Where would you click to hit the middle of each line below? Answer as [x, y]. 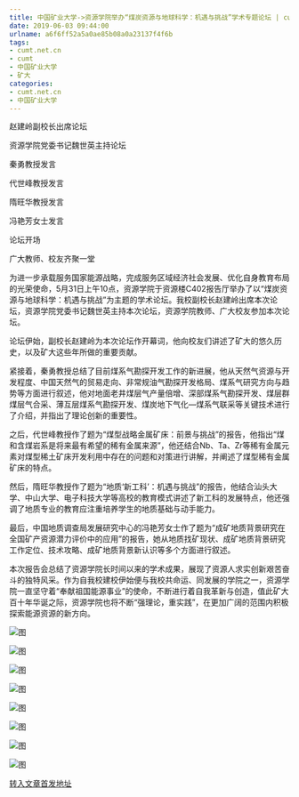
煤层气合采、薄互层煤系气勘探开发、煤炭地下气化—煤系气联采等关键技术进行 [149, 405]
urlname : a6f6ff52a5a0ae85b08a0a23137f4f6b [91, 34]
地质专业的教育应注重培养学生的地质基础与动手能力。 [122, 509]
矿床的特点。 [32, 468]
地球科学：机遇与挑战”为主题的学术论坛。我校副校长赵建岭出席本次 [147, 300]
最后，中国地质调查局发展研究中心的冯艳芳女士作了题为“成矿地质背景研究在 [148, 528]
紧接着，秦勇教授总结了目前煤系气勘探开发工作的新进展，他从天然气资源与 [145, 371]
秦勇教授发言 [32, 165]
